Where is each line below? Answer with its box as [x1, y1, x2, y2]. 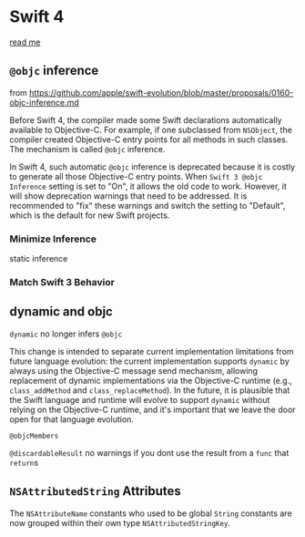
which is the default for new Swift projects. [9, 210, 170, 221]
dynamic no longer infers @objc [9, 328, 123, 339]
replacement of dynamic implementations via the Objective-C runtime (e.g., [9, 375, 293, 386]
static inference [9, 253, 68, 264]
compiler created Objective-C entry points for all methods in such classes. [9, 134, 289, 145]
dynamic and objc [9, 304, 114, 320]
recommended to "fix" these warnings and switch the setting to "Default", [9, 200, 286, 211]
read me [9, 36, 41, 47]
